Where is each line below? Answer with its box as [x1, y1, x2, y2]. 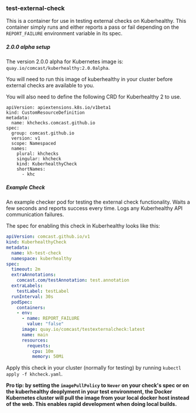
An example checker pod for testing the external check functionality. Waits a [6, 198, 190, 206]
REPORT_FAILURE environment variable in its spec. [6, 30, 123, 37]
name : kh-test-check [11, 250, 61, 256]
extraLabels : [11, 283, 43, 289]
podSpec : [11, 299, 33, 305]
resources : [21, 337, 49, 343]
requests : [27, 343, 51, 348]
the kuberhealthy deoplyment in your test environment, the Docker [6, 388, 173, 395]
